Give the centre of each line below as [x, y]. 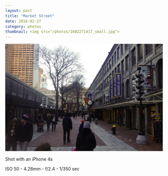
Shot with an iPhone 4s [29, 159]
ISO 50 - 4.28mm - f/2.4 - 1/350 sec [42, 168]
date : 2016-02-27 [23, 21]
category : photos [23, 27]
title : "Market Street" [30, 16]
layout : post [19, 11]
